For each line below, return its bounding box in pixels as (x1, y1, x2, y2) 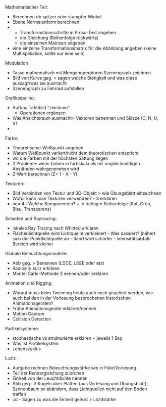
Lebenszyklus (12, 346, 41, 352)
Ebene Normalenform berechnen (12, 19, 80, 25)
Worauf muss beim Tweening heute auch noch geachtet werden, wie (12, 290, 153, 296)
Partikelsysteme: (5, 326, 39, 331)
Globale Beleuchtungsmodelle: (5, 251, 68, 256)
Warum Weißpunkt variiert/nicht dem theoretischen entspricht (12, 150, 139, 156)
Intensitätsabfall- (116, 236, 151, 241)
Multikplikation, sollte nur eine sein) (12, 50, 85, 56)
